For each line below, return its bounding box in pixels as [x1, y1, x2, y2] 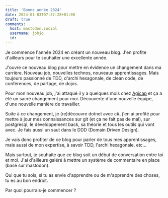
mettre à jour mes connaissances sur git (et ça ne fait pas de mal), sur [5, 116, 150, 122]
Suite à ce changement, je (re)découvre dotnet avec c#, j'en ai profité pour [5, 110, 160, 116]
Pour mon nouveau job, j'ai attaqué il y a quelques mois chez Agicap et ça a [5, 90, 162, 96]
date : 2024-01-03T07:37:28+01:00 [5, 12, 75, 17]
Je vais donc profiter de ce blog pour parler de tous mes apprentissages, [5, 137, 157, 143]
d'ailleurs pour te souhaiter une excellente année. [5, 54, 108, 60]
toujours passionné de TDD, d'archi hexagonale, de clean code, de [5, 75, 143, 81]
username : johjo [10, 31, 44, 36]
